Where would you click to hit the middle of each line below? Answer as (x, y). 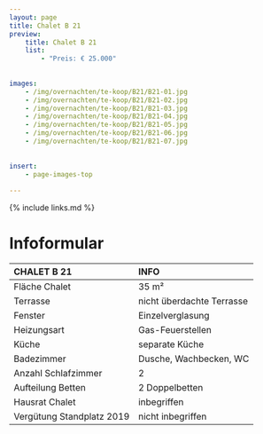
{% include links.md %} (52, 208)
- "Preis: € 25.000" (79, 59)
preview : (25, 34)
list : (35, 51)
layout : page (33, 17)
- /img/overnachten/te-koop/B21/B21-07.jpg (107, 141)
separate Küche (171, 344)
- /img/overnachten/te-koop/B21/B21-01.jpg (107, 91)
